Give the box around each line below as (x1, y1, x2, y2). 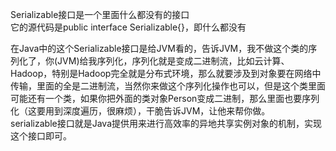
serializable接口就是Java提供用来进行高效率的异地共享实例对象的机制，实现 (10, 118, 323, 129)
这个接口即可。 (10, 130, 72, 142)
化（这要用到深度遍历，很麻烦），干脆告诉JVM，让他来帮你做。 (10, 105, 271, 117)
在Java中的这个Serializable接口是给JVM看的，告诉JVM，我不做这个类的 (10, 43, 309, 54)
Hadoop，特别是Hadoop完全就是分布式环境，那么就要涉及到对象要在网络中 (10, 68, 322, 79)
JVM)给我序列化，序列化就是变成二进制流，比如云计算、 (57, 55, 290, 67)
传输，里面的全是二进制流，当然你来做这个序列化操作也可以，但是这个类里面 (10, 80, 326, 92)
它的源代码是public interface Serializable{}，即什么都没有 (10, 21, 247, 33)
